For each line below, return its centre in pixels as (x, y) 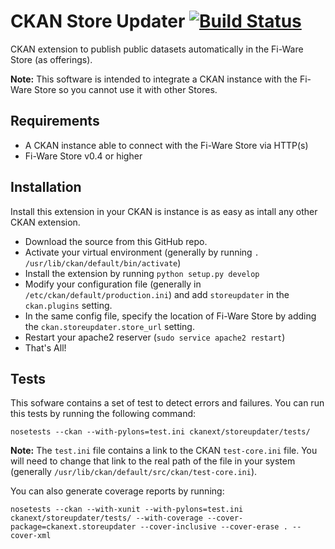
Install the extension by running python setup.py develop (142, 273)
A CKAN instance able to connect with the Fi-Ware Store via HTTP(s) (166, 145)
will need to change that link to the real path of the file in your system (153, 461)
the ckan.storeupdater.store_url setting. (109, 326)
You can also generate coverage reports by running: (117, 491)
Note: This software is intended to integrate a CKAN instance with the (154, 79)
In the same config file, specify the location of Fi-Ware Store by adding (170, 316)
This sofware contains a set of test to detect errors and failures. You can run (167, 403)
